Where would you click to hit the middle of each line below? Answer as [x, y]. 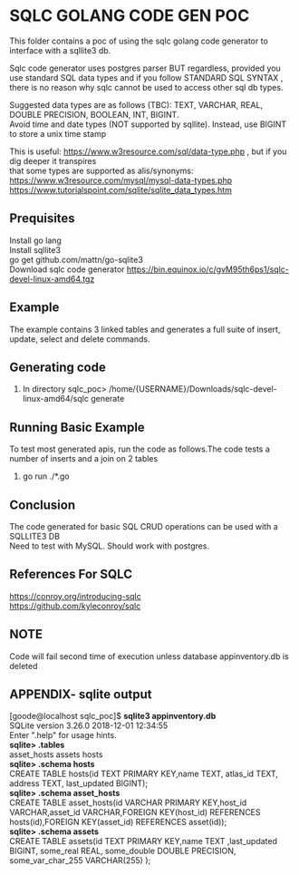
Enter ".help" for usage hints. [63, 735]
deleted [24, 666]
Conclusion [43, 505]
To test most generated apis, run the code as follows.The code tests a [140, 449]
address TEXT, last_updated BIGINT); [78, 783]
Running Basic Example [77, 427]
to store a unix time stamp [58, 133]
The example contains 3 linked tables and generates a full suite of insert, [145, 329]
